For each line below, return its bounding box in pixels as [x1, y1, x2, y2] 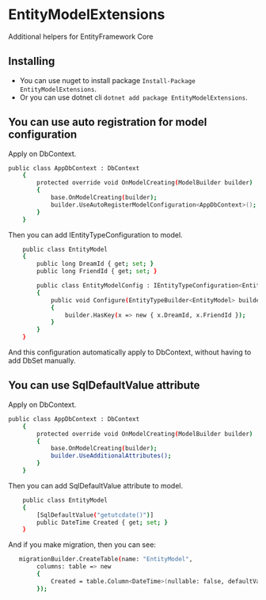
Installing [8, 55, 55, 68]
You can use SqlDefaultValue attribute [8, 378, 200, 393]
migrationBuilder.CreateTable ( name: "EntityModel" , [18, 556, 193, 564]
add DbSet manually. [8, 356, 76, 366]
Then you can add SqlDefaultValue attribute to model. [8, 480, 184, 490]
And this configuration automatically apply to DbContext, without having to [8, 347, 252, 357]
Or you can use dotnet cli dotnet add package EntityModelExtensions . [19, 93, 248, 102]
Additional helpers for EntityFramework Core [8, 32, 154, 41]
